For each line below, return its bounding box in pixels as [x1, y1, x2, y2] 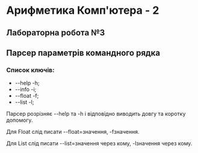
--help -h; [14, 79, 40, 87]
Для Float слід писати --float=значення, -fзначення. [6, 128, 140, 136]
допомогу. [6, 116, 33, 124]
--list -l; [14, 98, 34, 106]
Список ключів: [6, 65, 55, 74]
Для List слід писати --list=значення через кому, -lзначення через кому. [6, 140, 193, 147]
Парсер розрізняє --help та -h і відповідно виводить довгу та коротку [6, 110, 186, 118]
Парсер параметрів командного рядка [6, 47, 161, 58]
